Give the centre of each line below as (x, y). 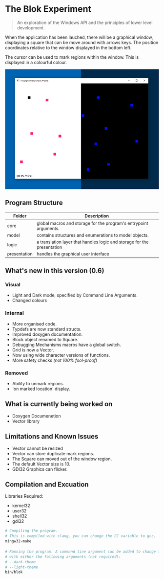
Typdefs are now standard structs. (47, 329)
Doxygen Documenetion (36, 416)
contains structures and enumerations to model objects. (92, 235)
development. (31, 27)
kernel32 (21, 506)
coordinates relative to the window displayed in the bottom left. (68, 47)
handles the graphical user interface (73, 254)
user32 (19, 511)
